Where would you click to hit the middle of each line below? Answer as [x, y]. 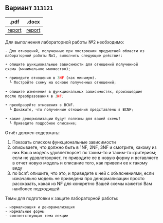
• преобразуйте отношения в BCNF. [40, 105]
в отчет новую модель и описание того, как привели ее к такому [80, 162]
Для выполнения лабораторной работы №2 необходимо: [64, 42]
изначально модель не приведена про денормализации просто [78, 178]
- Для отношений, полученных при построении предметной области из [75, 51]
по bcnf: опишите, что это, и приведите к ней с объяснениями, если [83, 173]
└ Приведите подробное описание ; [43, 123]
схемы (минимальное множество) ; [38, 69]
